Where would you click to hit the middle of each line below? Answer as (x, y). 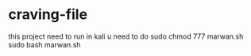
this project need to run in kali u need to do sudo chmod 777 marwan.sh (126, 36)
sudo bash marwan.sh (44, 44)
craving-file (48, 15)
